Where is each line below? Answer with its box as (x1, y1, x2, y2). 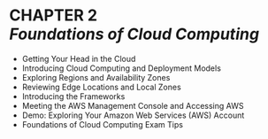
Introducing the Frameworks (21, 90, 126, 102)
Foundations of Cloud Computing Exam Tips (21, 119, 184, 129)
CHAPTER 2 (9, 5, 98, 26)
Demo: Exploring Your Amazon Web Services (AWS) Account (21, 110, 245, 120)
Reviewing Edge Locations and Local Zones (21, 81, 181, 92)
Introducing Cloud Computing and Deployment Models (21, 63, 221, 73)
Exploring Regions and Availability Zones (21, 72, 171, 82)
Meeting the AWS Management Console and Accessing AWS (21, 100, 244, 111)
